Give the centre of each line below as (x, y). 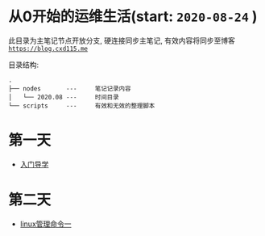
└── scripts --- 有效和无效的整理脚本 (82, 106)
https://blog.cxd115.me (48, 48)
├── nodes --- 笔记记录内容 (70, 88)
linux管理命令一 (46, 224)
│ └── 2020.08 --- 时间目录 (64, 97)
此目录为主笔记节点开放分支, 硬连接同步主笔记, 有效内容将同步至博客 (122, 40)
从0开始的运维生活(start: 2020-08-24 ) (133, 17)
